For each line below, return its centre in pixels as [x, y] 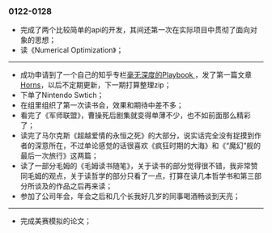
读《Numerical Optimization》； [72, 50]
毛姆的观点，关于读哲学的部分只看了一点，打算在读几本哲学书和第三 [141, 176]
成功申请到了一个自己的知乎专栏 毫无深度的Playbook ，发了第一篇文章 [136, 75]
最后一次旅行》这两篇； [59, 156]
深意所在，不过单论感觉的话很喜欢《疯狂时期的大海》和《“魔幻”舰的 [148, 146]
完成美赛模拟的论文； [55, 221]
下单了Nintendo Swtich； [62, 95]
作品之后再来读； [84, 186]
